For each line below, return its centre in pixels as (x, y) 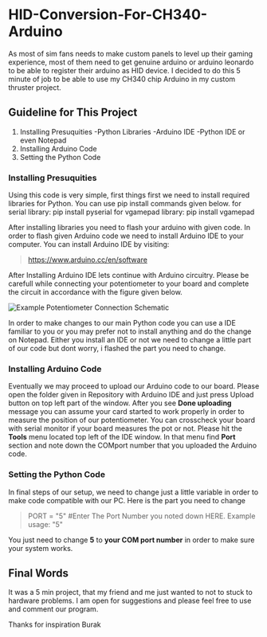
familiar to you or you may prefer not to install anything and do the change (130, 331)
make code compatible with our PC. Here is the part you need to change (127, 500)
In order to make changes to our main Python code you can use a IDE (122, 323)
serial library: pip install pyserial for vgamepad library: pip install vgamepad (132, 212)
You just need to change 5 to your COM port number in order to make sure (132, 540)
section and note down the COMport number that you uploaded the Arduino (133, 446)
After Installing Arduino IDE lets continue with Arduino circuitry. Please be (129, 276)
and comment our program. (53, 609)
